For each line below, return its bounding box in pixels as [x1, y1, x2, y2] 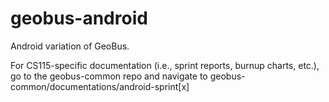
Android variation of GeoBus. [10, 40, 130, 52]
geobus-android [10, 7, 148, 30]
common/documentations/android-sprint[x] [10, 80, 190, 92]
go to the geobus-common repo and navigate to [10, 70, 208, 82]
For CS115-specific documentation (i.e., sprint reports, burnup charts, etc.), [10, 59, 320, 71]
